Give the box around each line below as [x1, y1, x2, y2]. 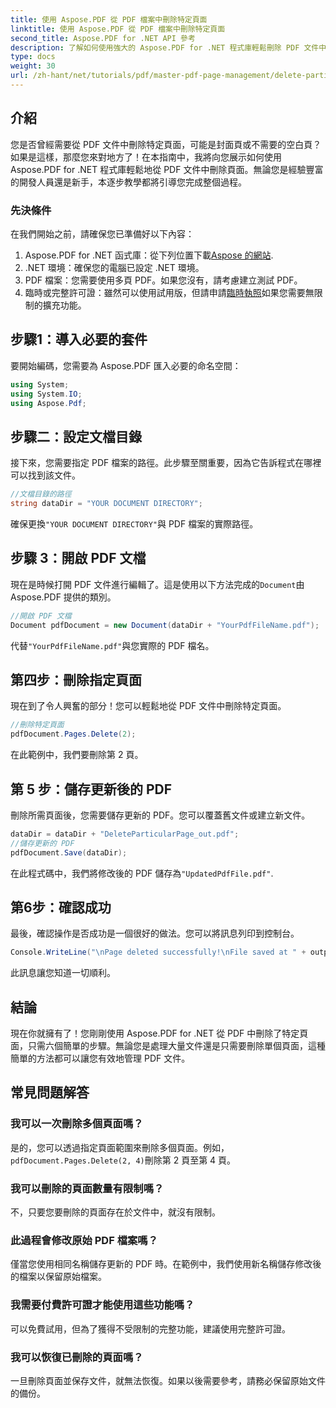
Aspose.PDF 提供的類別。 [10, 591, 117, 603]
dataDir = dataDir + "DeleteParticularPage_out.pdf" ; [10, 829, 240, 839]
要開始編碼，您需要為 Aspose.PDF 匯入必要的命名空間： [10, 359, 242, 371]
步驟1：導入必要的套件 [10, 331, 148, 348]
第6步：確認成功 [10, 899, 112, 916]
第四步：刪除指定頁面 [10, 671, 142, 688]
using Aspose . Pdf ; [10, 398, 87, 408]
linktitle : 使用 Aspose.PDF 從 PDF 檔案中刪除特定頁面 [10, 24, 226, 34]
